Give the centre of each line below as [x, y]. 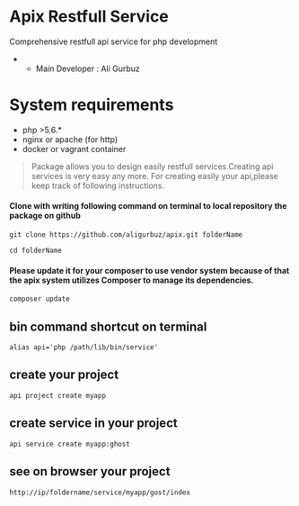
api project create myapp [57, 395]
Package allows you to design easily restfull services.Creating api [152, 166]
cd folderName [36, 251]
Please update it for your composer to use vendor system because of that [149, 270]
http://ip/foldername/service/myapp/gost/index [100, 492]
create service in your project [93, 424]
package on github [45, 216]
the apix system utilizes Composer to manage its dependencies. [132, 280]
